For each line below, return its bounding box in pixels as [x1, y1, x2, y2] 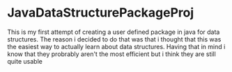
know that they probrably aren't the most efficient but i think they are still [7, 50, 216, 58]
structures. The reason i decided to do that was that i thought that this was [7, 35, 222, 43]
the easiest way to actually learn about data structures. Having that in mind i [7, 42, 226, 51]
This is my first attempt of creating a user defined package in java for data [7, 28, 220, 36]
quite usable [7, 57, 43, 65]
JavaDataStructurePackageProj [7, 5, 194, 21]
